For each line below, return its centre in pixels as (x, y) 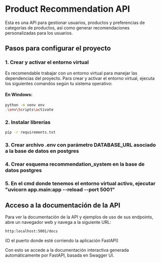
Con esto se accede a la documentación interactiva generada (67, 250)
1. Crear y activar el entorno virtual (47, 62)
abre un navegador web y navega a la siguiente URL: (58, 222)
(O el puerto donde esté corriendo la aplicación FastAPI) (62, 240)
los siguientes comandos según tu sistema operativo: (59, 83)
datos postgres (23, 170)
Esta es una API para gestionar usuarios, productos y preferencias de (75, 23)
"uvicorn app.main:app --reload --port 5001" (60, 190)
